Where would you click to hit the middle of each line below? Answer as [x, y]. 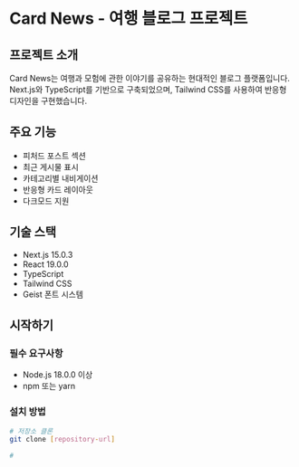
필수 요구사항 [36, 353]
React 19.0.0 [45, 264]
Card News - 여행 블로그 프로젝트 [129, 19]
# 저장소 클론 [31, 431]
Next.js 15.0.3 [48, 254]
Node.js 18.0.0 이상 [58, 375]
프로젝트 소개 [44, 55]
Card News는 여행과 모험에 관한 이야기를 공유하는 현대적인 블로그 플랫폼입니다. [149, 78]
